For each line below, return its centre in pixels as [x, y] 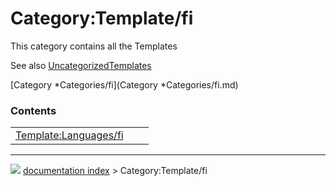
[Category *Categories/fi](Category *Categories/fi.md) [124, 84]
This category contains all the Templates [94, 46]
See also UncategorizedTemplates [81, 65]
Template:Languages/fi [69, 135]
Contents [33, 110]
